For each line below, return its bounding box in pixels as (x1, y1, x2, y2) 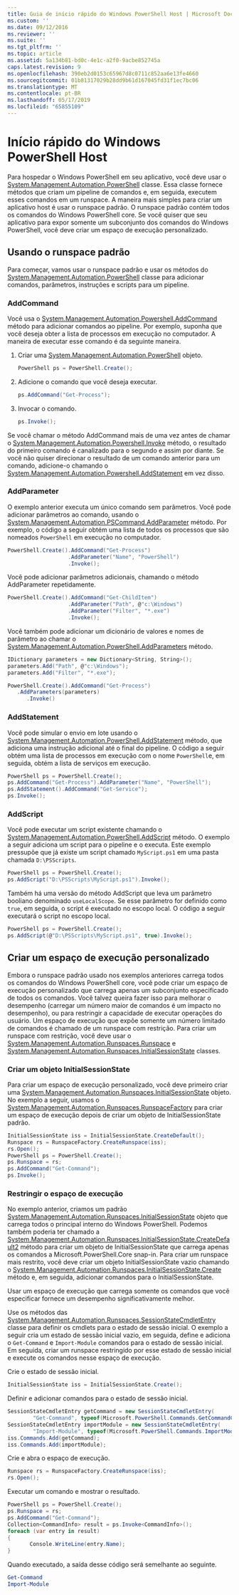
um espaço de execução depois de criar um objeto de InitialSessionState (7, 1110, 221, 1119)
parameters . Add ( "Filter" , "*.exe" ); (7, 669, 116, 676)
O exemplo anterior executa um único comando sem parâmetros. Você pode (7, 502, 231, 511)
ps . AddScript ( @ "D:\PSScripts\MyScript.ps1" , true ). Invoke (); (7, 931, 193, 939)
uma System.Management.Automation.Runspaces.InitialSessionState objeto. (7, 1088, 231, 1096)
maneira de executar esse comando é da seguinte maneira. (7, 336, 181, 346)
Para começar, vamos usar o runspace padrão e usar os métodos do (7, 265, 208, 274)
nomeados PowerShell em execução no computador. (7, 532, 161, 542)
